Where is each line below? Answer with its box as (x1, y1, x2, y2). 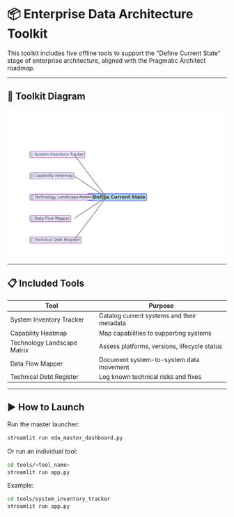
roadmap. (7, 63, 35, 72)
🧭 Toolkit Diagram (7, 91, 86, 103)
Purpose (148, 301, 174, 310)
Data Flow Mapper (10, 359, 63, 368)
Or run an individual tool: (7, 447, 78, 455)
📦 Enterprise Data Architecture (7, 6, 194, 22)
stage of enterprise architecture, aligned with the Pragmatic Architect (7, 56, 206, 64)
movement (98, 363, 130, 371)
